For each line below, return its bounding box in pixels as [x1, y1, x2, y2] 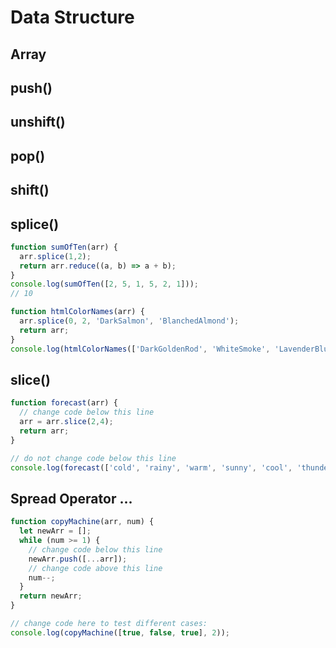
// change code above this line [28, 563, 163, 573]
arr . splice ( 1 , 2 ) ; [19, 251, 92, 261]
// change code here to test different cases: [10, 619, 208, 629]
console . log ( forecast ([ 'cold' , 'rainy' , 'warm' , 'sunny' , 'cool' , [10, 462, 293, 473]
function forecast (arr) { [10, 398, 118, 408]
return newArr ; [19, 591, 83, 601]
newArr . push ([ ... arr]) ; [28, 554, 128, 564]
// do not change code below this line [10, 453, 177, 463]
